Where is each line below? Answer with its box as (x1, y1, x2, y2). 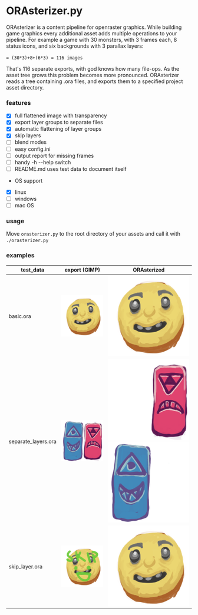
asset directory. (6, 84, 44, 91)
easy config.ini (14, 146, 51, 153)
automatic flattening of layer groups (14, 125, 102, 133)
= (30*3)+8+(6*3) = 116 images (6, 55, 83, 61)
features (6, 98, 31, 107)
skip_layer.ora (8, 563, 43, 570)
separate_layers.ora (8, 438, 57, 445)
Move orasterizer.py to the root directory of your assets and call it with (6, 230, 181, 237)
